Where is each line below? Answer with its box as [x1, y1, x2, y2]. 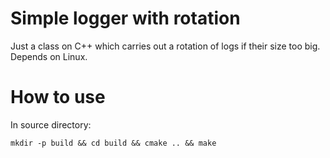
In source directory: [10, 118, 92, 131]
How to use [10, 86, 106, 109]
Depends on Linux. [10, 50, 88, 62]
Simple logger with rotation [10, 7, 241, 30]
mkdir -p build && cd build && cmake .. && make [10, 138, 217, 148]
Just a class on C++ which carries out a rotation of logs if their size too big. [10, 40, 321, 52]
